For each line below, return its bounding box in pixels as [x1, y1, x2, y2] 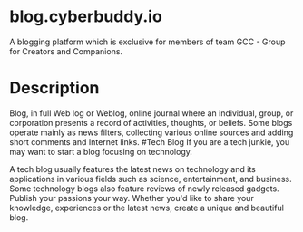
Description [9, 78, 100, 99]
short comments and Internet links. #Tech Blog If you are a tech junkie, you [9, 136, 290, 147]
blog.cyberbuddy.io [9, 6, 163, 27]
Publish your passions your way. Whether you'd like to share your [9, 192, 254, 203]
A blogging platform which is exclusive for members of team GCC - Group [9, 36, 286, 47]
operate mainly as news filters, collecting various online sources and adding [9, 127, 294, 138]
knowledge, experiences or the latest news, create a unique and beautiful [9, 202, 284, 213]
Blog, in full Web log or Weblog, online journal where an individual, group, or [9, 107, 294, 119]
